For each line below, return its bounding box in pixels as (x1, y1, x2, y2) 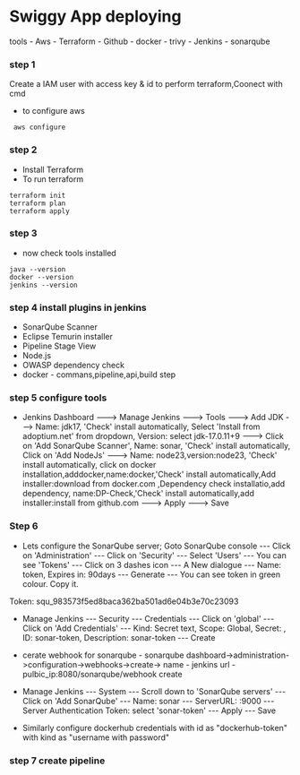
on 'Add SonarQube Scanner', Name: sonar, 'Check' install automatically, (21, 441, 291, 452)
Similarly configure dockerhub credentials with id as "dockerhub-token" (21, 722, 288, 733)
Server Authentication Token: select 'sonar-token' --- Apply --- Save (21, 705, 276, 716)
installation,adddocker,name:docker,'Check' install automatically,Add (21, 469, 276, 480)
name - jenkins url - (162, 659, 236, 669)
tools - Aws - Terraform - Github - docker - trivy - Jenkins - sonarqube (9, 36, 270, 47)
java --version (9, 264, 66, 274)
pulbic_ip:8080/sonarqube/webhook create (21, 668, 183, 679)
